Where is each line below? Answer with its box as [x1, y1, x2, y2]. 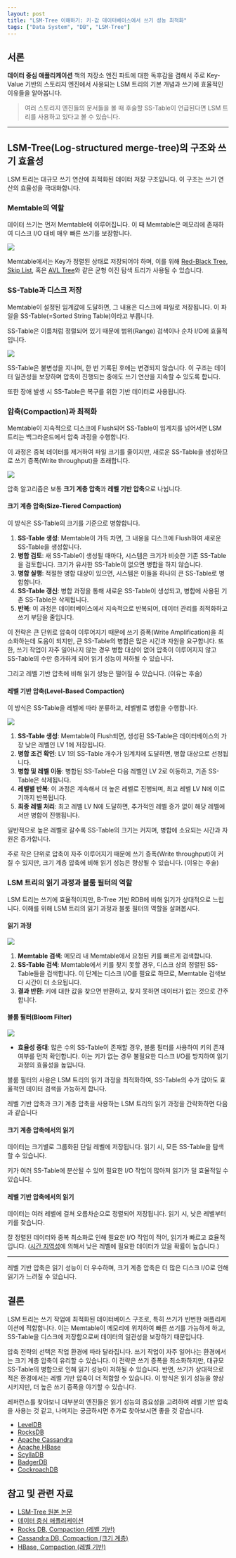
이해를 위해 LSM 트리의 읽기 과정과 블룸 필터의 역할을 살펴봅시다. [22, 904, 200, 912]
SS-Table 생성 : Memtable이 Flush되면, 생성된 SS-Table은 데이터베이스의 [17, 732, 220, 740]
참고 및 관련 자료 [7, 1488, 74, 1500]
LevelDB [17, 1421, 42, 1429]
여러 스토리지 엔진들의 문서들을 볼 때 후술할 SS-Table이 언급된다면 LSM [24, 103, 221, 113]
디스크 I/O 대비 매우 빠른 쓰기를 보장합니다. [14, 229, 132, 238]
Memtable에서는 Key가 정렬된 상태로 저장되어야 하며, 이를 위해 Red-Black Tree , [7, 258, 228, 266]
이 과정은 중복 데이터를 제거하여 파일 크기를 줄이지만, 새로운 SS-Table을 [7, 448, 204, 456]
